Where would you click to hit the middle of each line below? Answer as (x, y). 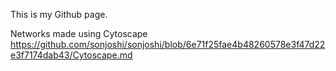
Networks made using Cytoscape (79, 33)
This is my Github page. (59, 14)
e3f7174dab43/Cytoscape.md (71, 55)
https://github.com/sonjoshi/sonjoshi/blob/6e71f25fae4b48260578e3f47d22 (168, 44)
